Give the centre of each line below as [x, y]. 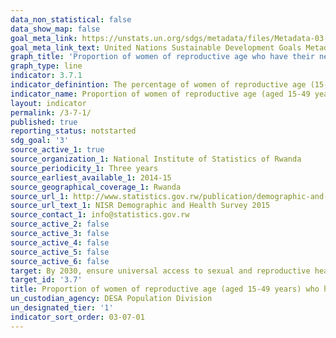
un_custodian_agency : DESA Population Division [111, 299]
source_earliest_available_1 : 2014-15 [91, 177]
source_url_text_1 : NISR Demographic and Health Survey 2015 [140, 206]
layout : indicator [48, 103]
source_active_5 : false [60, 252]
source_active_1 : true [57, 150]
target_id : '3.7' [46, 280]
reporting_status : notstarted [73, 131]
